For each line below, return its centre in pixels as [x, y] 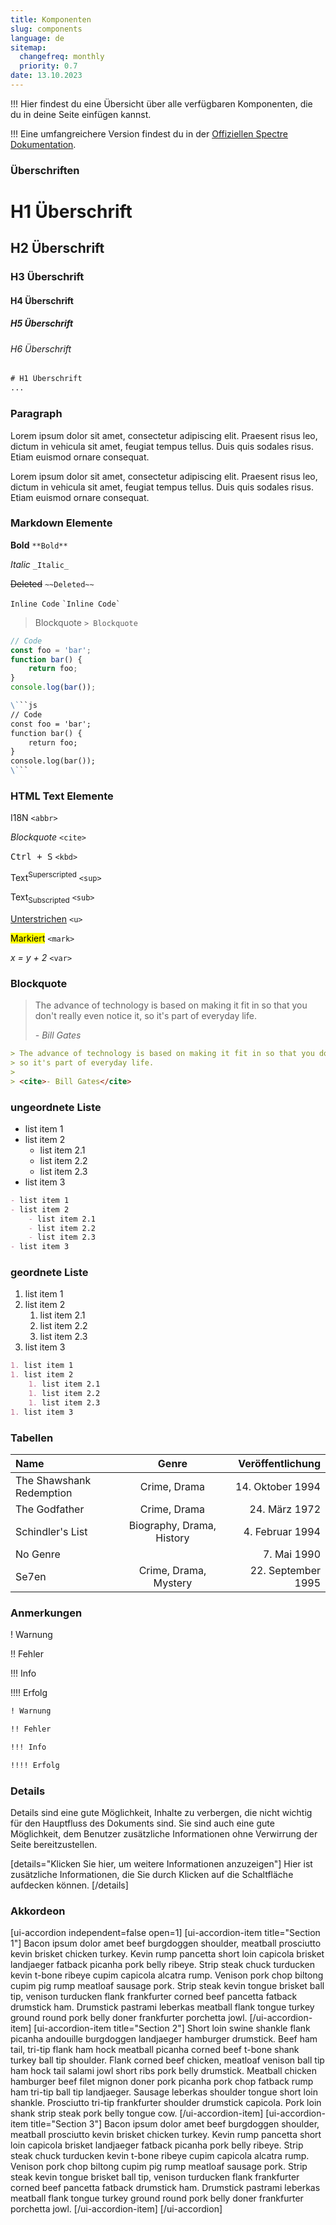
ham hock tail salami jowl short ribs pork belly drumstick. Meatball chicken [164, 2071]
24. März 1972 [285, 1509]
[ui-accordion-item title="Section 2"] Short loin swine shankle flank [172, 2028]
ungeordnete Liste [56, 1107]
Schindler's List [51, 1531]
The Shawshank [53, 1480]
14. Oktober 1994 [278, 1486]
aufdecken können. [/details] [69, 1885]
